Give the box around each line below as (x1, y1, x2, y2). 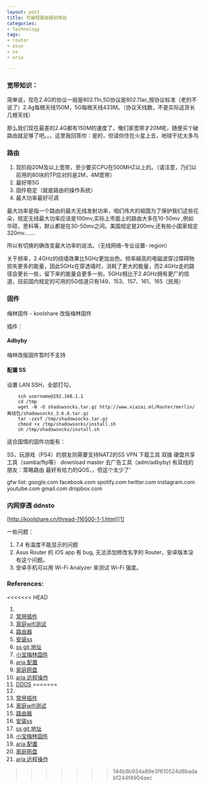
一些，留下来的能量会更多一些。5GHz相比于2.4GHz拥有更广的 (27, 270, 184, 278)
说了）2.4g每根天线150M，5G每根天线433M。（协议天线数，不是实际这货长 (7, 103, 195, 111)
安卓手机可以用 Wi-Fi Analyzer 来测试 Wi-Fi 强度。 (15, 564, 142, 571)
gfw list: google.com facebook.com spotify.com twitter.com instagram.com (7, 478, 195, 485)
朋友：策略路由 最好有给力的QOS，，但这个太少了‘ (7, 466, 131, 473)
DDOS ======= (15, 680, 58, 687)
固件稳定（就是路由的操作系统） (15, 187, 96, 194)
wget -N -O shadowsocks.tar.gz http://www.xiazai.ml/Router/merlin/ (18, 404, 195, 410)
